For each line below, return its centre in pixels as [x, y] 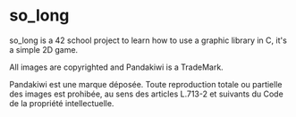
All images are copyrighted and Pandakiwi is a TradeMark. [116, 67]
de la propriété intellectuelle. [62, 103]
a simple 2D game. [44, 49]
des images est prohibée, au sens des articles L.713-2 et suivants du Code [146, 94]
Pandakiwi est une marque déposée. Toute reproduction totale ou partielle [146, 84]
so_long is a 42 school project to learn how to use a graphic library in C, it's [148, 40]
